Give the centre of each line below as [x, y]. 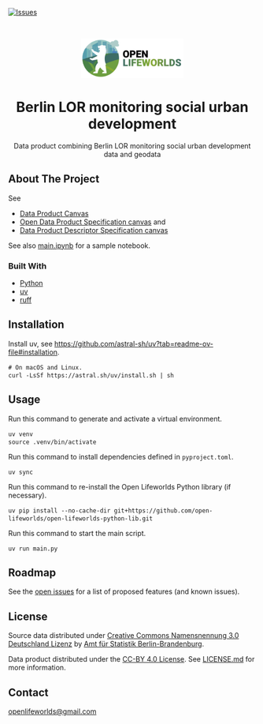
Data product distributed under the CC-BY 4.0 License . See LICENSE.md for [131, 659]
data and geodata [132, 154]
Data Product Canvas [54, 213]
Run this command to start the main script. [77, 533]
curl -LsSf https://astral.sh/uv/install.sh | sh [91, 375]
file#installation [33, 352]
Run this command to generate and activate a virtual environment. [115, 418]
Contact [28, 692]
